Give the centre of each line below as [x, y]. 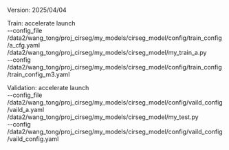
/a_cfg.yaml [23, 45]
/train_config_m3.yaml [39, 74]
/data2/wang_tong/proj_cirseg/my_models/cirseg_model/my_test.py [103, 117]
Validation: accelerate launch [48, 88]
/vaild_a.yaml [26, 110]
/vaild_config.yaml [33, 139]
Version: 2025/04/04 [37, 10]
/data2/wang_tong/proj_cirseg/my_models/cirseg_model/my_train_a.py [107, 52]
